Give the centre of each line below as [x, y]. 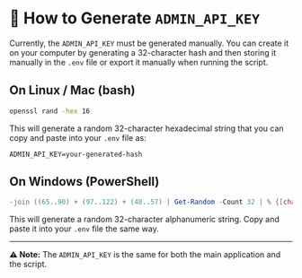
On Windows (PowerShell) [84, 182]
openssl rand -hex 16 [50, 111]
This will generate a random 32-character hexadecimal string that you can [147, 128]
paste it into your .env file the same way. [84, 229]
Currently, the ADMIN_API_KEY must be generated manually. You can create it [149, 43]
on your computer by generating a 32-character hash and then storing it [143, 52]
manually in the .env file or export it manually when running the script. [139, 62]
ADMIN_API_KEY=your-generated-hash [76, 154]
